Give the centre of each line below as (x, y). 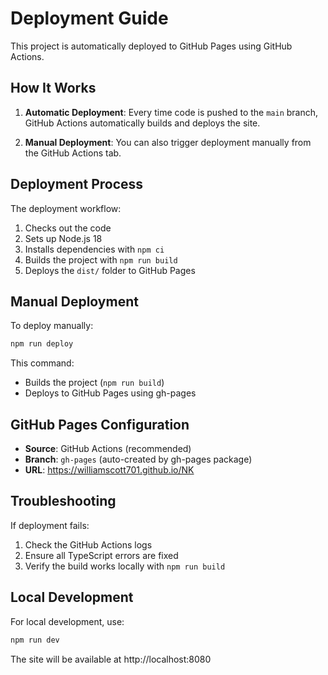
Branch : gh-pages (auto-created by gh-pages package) (138, 459)
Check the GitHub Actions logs (88, 544)
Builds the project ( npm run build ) (94, 383)
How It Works (53, 88)
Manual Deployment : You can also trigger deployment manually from (168, 142)
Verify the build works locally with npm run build (125, 566)
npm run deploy (42, 344)
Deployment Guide (89, 18)
